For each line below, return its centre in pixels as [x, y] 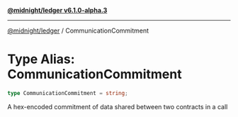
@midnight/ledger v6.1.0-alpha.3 [57, 10]
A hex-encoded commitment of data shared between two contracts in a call [118, 106]
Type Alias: [41, 59]
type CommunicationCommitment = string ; [68, 93]
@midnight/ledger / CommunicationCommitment [78, 30]
